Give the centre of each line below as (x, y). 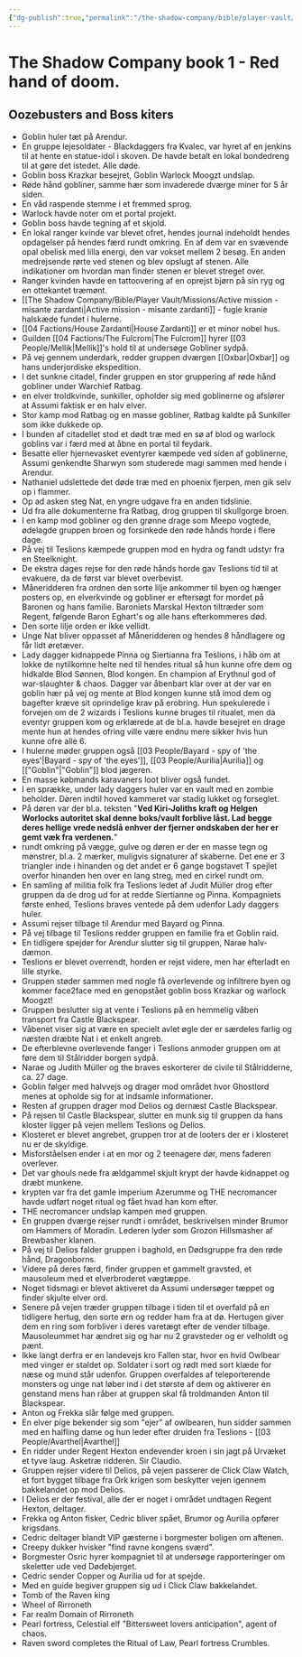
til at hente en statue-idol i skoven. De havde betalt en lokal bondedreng (155, 155)
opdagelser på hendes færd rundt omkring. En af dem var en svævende (155, 242)
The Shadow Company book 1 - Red (144, 62)
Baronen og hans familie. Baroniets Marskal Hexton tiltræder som (142, 607)
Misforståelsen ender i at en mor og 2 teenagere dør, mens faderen (146, 1153)
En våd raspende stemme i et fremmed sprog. (107, 203)
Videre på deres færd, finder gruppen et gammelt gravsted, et (136, 1269)
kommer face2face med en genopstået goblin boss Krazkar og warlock (154, 991)
